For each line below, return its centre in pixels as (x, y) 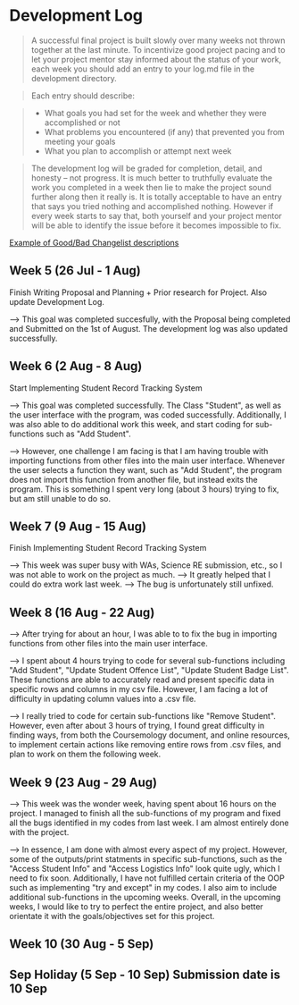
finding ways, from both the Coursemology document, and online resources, (149, 735)
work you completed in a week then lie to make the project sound (151, 187)
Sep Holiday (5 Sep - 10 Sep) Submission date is (145, 974)
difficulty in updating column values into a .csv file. (103, 699)
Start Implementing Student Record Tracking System (106, 388)
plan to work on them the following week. (85, 754)
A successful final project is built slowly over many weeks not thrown (158, 40)
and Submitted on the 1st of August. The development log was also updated (149, 328)
